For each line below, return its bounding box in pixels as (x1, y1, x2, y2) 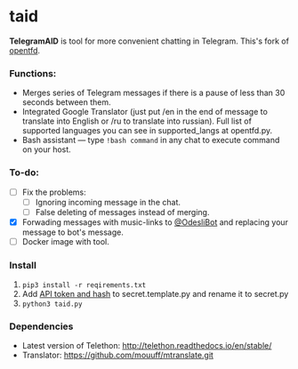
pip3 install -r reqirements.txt (21, 281, 147, 290)
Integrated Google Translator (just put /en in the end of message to (21, 107, 269, 117)
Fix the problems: (21, 187, 86, 197)
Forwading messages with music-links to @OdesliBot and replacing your (21, 216, 289, 228)
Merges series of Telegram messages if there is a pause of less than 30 (21, 87, 286, 99)
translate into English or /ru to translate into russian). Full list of (21, 116, 252, 126)
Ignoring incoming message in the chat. (35, 197, 181, 207)
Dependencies (9, 320, 74, 333)
